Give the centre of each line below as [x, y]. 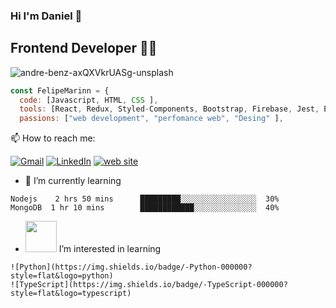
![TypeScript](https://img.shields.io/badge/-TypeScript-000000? [149, 285]
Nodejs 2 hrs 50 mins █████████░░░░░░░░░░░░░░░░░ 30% [145, 199]
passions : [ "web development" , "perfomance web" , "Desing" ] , [151, 119]
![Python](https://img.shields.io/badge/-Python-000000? [131, 267]
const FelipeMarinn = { [60, 90]
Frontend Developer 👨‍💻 [84, 48]
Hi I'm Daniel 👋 [46, 16]
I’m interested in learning [110, 249]
